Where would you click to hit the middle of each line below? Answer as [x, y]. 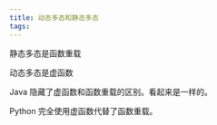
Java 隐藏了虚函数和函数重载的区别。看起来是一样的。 [111, 91]
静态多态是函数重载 [45, 53]
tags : [20, 26]
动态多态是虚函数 [41, 72]
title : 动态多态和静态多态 [54, 18]
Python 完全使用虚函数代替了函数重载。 [84, 111]
